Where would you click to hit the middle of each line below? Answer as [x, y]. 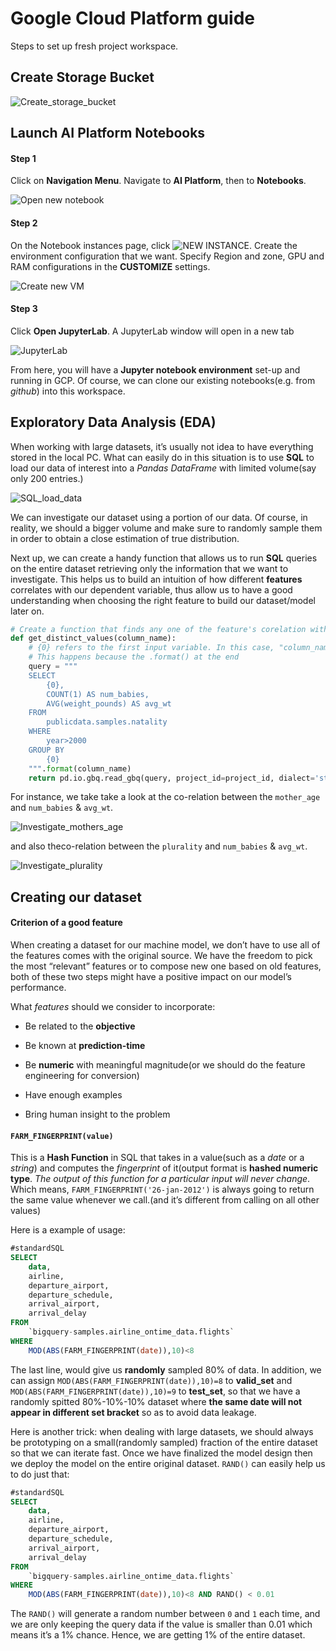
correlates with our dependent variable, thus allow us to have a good [151, 589]
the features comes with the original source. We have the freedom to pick [161, 956]
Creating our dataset [76, 897]
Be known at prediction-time [85, 1046]
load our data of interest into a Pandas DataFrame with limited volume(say [163, 468]
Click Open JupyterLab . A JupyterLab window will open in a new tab [152, 331]
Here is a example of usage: [68, 1230]
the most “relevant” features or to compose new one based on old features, [166, 966]
